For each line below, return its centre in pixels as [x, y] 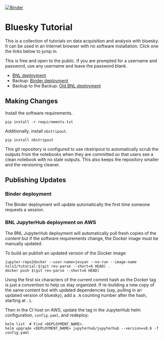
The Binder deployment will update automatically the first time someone [78, 204]
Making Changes [32, 101]
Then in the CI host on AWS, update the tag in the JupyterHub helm [73, 310]
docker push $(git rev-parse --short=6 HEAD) [52, 271]
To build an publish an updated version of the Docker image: [66, 253]
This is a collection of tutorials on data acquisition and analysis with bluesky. [82, 41]
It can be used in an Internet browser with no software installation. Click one [82, 46]
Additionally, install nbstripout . [36, 131]
